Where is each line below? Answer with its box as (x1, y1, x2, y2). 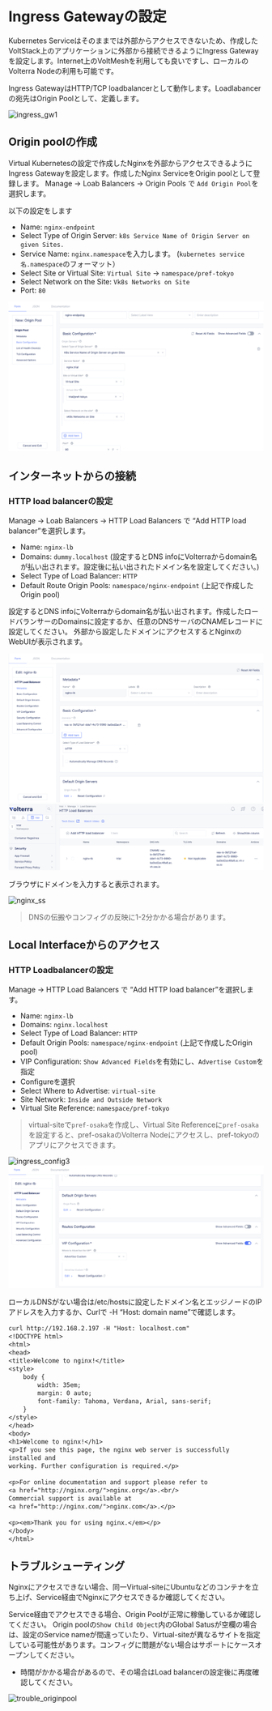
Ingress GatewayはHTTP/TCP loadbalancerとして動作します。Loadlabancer (8, 83, 261, 93)
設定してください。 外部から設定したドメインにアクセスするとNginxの (8, 626, 242, 636)
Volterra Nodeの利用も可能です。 (8, 66, 119, 75)
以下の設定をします (8, 206, 73, 215)
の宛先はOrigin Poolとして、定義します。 (8, 93, 144, 103)
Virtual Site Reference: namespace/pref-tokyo (19, 1103, 170, 1112)
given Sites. (19, 241, 65, 249)
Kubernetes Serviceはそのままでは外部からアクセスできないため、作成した (8, 36, 259, 45)
